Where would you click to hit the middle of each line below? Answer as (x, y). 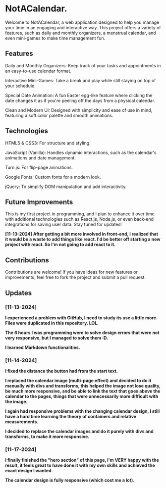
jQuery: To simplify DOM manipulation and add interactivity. (66, 187)
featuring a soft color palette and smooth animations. (59, 115)
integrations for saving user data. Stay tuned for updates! (63, 224)
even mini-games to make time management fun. (55, 38)
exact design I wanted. (29, 471)
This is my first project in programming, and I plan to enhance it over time (80, 214)
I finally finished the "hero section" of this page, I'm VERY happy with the (82, 460)
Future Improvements (39, 202)
